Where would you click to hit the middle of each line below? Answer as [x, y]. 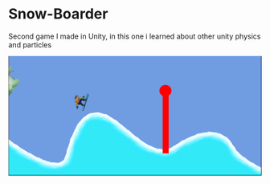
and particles [30, 44]
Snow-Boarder [58, 14]
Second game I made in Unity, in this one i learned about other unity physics [135, 36]
